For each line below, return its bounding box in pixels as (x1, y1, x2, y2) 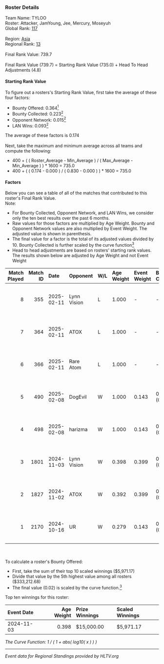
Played (7, 275, 24, 282)
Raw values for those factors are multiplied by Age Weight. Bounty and (12, 220, 155, 227)
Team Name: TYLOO (5, 15, 46, 21)
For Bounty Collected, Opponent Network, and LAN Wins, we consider (12, 210, 154, 216)
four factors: (5, 95, 30, 101)
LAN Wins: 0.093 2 (12, 122, 49, 129)
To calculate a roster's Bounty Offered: (5, 559, 83, 564)
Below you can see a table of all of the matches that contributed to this (5, 190, 147, 196)
